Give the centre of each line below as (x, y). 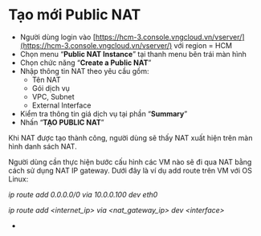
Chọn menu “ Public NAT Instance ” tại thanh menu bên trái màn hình (133, 54)
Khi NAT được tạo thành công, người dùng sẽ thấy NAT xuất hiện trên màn (130, 137)
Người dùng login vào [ (58, 37)
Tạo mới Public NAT (75, 15)
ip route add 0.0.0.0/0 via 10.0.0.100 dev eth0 (83, 194)
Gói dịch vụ (51, 88)
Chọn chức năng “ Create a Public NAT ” (86, 63)
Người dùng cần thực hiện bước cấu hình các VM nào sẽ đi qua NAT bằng (130, 161)
